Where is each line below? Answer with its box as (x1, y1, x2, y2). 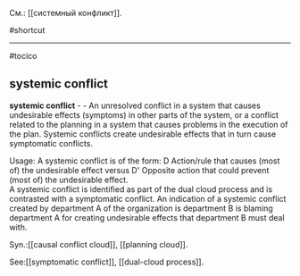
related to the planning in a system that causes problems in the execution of (9, 119, 288, 130)
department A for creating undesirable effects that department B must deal (9, 212, 285, 222)
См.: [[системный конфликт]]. (9, 8, 122, 18)
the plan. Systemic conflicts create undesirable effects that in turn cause (9, 129, 277, 139)
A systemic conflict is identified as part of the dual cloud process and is (9, 183, 273, 195)
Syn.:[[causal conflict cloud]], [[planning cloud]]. (9, 238, 188, 249)
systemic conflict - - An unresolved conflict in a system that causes (9, 100, 261, 111)
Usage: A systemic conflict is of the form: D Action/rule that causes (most (9, 155, 280, 166)
